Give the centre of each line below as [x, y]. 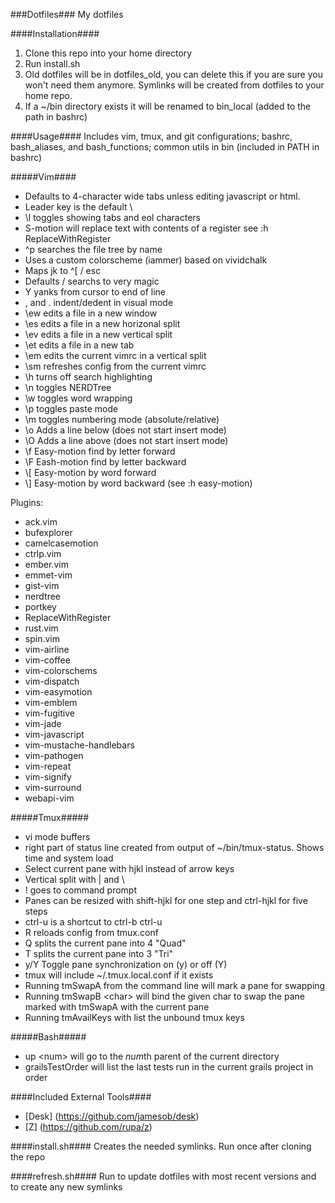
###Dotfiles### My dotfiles [67, 14]
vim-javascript [54, 734]
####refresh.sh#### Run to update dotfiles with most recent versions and [163, 1176]
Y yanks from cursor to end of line [95, 292]
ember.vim [46, 564]
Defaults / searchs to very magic [92, 281]
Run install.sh [52, 63]
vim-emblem [51, 702]
